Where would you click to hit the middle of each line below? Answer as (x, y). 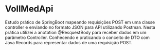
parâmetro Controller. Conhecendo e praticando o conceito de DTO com (77, 37)
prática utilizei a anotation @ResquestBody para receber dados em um (76, 32)
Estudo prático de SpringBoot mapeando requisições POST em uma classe (80, 22)
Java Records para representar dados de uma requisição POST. (69, 42)
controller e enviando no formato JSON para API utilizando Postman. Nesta (80, 27)
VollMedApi (29, 9)
